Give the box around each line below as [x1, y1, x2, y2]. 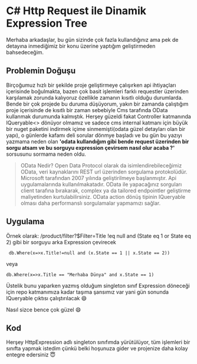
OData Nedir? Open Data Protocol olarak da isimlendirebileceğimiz [20, 162, 182, 169]
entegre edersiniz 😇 [6, 351, 56, 358]
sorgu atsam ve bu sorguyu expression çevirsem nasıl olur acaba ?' [6, 144, 175, 151]
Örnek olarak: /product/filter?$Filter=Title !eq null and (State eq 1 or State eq [6, 232, 192, 240]
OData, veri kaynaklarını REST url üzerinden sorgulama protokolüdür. [20, 168, 188, 175]
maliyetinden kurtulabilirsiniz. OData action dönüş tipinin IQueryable [20, 193, 186, 200]
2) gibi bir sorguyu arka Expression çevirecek [6, 238, 117, 245]
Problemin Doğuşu [6, 66, 76, 76]
